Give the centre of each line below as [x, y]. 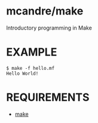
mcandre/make [45, 11]
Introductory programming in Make [49, 28]
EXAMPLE [32, 52]
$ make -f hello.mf [30, 68]
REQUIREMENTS [48, 97]
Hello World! [22, 74]
